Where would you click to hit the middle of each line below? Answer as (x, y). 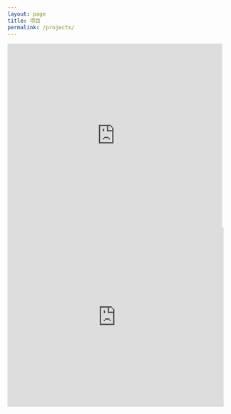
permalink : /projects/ (41, 27)
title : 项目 (24, 21)
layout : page (27, 14)
